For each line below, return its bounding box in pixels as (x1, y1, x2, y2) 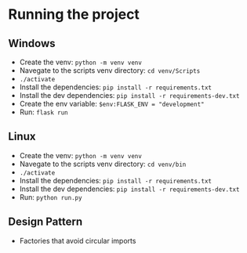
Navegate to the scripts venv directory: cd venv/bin (19, 159, 187, 168)
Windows (8, 37, 56, 50)
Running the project (8, 5, 140, 23)
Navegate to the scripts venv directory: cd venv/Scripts (19, 66, 201, 75)
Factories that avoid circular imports (19, 236, 136, 245)
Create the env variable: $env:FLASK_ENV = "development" (19, 99, 205, 108)
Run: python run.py (19, 192, 82, 201)
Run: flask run (19, 107, 68, 117)
